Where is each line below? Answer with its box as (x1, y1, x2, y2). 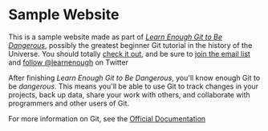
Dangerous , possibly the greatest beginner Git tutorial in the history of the (8, 40, 253, 50)
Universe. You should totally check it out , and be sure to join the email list (8, 49, 251, 58)
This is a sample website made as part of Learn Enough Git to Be (8, 32, 223, 42)
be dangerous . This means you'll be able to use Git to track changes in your (8, 81, 259, 91)
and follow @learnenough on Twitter (8, 58, 128, 67)
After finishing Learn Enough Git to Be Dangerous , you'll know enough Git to (8, 73, 261, 82)
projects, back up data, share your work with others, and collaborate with (8, 89, 250, 99)
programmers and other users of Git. (8, 98, 130, 108)
